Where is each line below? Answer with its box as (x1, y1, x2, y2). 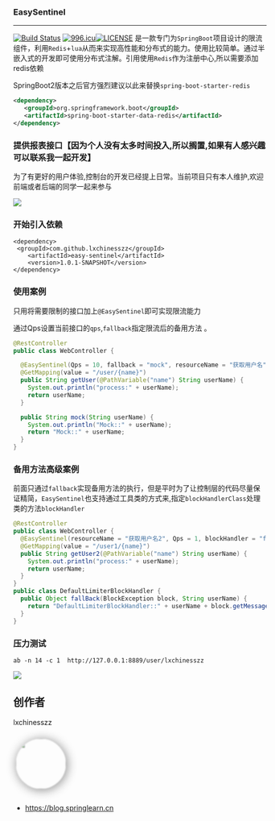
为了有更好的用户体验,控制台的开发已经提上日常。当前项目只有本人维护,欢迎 (13, 172, 265, 181)
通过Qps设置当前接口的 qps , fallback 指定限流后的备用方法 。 (13, 323, 211, 333)
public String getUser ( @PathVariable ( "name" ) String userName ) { (20, 376, 244, 384)
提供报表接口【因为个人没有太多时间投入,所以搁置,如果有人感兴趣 (13, 139, 266, 151)
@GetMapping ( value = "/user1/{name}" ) (20, 542, 151, 550)
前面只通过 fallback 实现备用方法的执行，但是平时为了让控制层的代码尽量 (13, 483, 254, 493)
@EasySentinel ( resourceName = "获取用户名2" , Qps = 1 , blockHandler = (20, 535, 256, 543)
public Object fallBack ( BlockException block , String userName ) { (20, 595, 248, 603)
